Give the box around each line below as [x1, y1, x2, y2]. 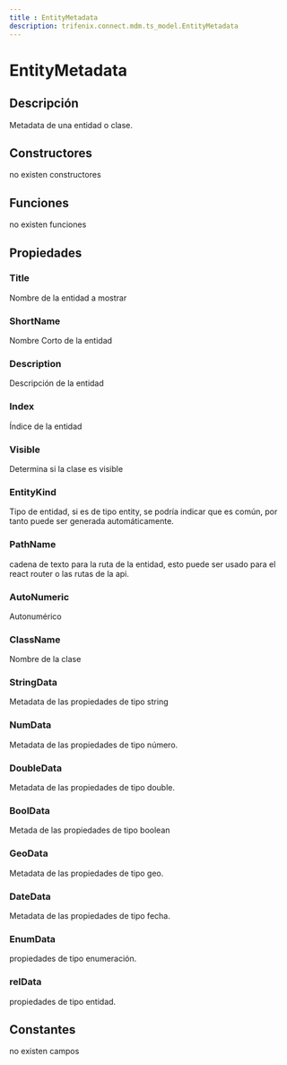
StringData [9, 677, 58, 689]
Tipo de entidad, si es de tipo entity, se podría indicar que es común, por [9, 506, 278, 517]
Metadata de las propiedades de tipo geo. [9, 868, 164, 878]
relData [9, 975, 42, 988]
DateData [9, 890, 51, 903]
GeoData [9, 847, 48, 860]
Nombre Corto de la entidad [9, 336, 113, 346]
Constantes [9, 1022, 76, 1037]
